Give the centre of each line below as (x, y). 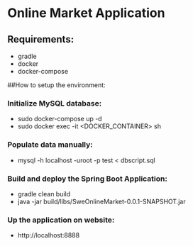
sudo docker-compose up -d (60, 119)
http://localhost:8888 (49, 235)
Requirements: (41, 39)
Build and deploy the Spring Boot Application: (88, 179)
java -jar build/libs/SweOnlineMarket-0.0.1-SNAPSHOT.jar (101, 201)
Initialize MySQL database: (55, 103)
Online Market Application (86, 13)
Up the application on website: (61, 220)
